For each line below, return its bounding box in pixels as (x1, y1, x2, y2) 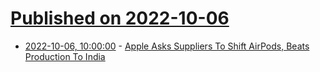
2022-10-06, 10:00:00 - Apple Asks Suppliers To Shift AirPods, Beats (24, 40, 310, 52)
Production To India (24, 50, 106, 62)
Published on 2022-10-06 (10, 7, 230, 30)
